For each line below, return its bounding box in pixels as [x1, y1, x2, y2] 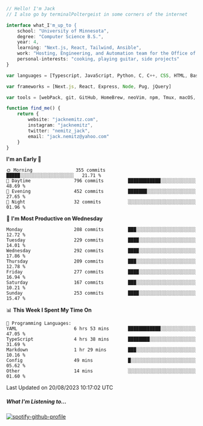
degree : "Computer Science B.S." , [17, 33, 104, 39]
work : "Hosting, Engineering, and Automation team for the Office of [17, 50, 196, 57]
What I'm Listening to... [6, 398, 67, 405]
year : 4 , [17, 39, 39, 45]
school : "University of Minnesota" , [17, 28, 110, 34]
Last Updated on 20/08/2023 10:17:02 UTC [6, 384, 114, 392]
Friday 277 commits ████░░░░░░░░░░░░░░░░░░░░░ [6, 269, 196, 275]
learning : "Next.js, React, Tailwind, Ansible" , [17, 45, 142, 51]
